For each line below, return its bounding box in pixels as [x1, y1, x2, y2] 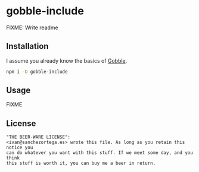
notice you [6, 145, 33, 150]
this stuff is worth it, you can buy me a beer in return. [6, 160, 156, 167]
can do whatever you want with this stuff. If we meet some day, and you [6, 150, 194, 156]
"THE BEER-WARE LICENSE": [6, 134, 70, 140]
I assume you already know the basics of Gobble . [6, 57, 128, 64]
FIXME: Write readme [6, 24, 58, 31]
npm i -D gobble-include [6, 69, 68, 75]
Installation [6, 41, 49, 51]
